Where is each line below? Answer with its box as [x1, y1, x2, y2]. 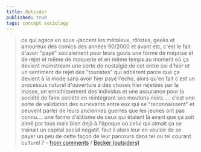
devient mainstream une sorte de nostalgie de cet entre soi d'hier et [21, 62, 190, 69]
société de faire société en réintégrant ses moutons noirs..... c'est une [21, 94, 195, 101]
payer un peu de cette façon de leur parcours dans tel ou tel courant [21, 133, 191, 140]
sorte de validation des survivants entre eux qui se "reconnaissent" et [21, 101, 195, 108]
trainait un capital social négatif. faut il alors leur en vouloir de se [21, 126, 182, 133]
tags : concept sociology [6, 20, 69, 26]
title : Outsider [6, 8, 47, 15]
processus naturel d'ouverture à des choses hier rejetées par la [21, 81, 179, 89]
